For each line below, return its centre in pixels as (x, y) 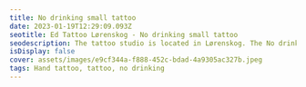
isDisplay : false (42, 52)
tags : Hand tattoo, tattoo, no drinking (87, 69)
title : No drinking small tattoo (73, 18)
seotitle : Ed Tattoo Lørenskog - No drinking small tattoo (124, 34)
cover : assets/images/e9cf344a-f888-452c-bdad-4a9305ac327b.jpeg (136, 60)
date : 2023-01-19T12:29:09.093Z (71, 26)
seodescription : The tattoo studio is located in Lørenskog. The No (142, 43)
